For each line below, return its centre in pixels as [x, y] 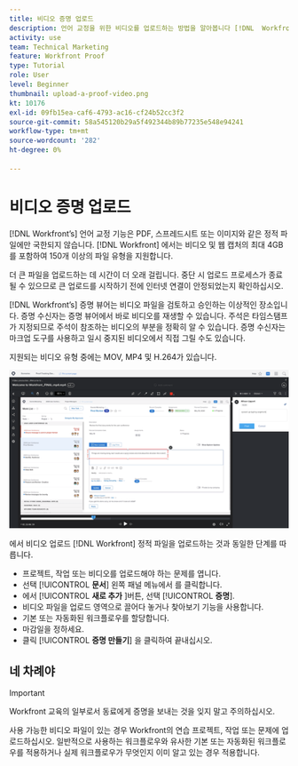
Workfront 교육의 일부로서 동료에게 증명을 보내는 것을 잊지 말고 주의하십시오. [142, 711]
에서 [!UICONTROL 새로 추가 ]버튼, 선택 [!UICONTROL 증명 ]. [128, 596]
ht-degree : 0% [35, 150]
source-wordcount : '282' [55, 141]
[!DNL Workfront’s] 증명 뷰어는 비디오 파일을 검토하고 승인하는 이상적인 [133, 304]
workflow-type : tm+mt [49, 132]
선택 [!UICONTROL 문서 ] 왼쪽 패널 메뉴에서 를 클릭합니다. [122, 585]
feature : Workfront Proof [57, 56]
